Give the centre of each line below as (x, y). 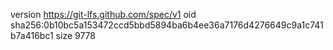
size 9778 (75, 35)
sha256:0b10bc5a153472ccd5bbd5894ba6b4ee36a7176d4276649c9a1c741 (167, 25)
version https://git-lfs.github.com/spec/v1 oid (103, 14)
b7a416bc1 (32, 35)
